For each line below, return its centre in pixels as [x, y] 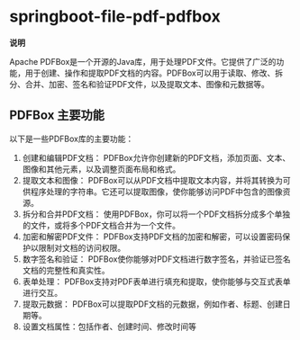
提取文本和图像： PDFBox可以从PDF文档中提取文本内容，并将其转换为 [153, 180]
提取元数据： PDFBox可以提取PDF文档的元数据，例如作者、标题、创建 [153, 304]
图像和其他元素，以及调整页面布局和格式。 [101, 169]
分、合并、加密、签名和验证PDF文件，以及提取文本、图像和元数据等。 [140, 84]
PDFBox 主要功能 [57, 116]
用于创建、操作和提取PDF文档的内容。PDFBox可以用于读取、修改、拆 [154, 73]
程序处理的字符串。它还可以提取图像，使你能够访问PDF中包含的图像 [157, 192]
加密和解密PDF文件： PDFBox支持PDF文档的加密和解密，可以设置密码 [152, 237]
